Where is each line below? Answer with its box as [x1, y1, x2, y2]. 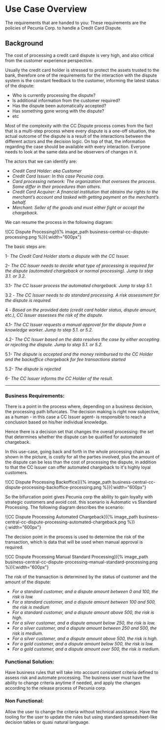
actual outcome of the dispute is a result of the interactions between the [5, 133, 151, 139]
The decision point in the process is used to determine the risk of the [5, 534, 145, 540]
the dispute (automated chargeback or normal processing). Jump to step [5, 268, 153, 274]
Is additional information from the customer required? [12, 97, 120, 103]
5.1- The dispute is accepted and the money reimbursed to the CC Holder [5, 351, 153, 357]
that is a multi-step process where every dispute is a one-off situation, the [5, 128, 155, 134]
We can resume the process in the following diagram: [5, 219, 113, 225]
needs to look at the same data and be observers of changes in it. [5, 149, 138, 154]
